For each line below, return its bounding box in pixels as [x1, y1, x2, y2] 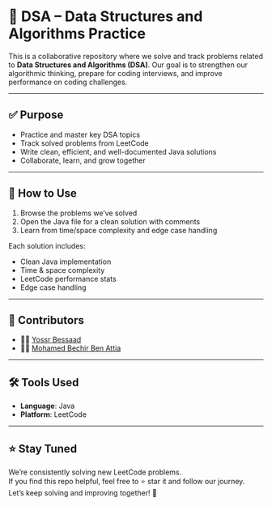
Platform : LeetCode [19, 410, 87, 419]
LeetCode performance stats [19, 274, 117, 283]
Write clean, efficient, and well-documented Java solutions [19, 147, 217, 156]
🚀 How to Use [8, 186, 77, 201]
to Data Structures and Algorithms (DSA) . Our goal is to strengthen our [8, 60, 249, 70]
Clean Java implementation [19, 257, 112, 266]
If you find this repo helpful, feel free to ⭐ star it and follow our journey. [8, 477, 245, 486]
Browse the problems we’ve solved [19, 208, 138, 218]
